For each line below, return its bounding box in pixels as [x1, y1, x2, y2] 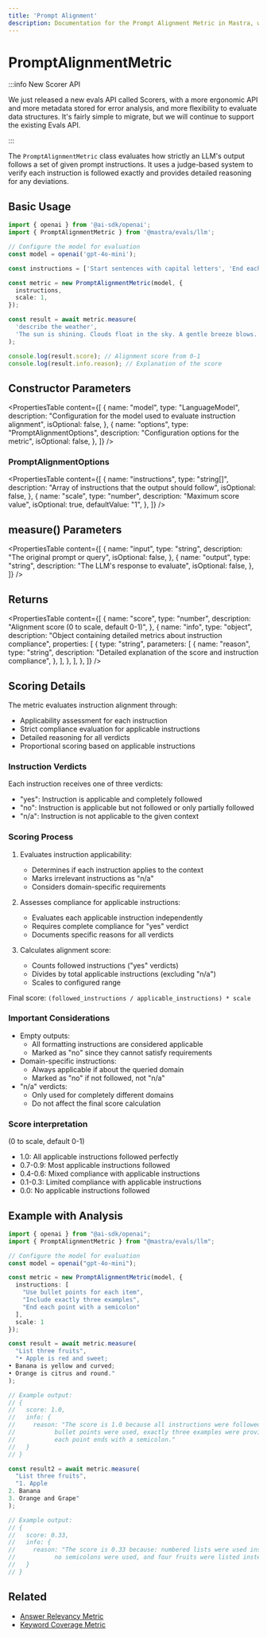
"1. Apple [15, 1479, 48, 1488]
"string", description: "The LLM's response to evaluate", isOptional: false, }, [8, 561, 254, 570]
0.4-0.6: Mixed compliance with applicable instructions [19, 1169, 200, 1179]
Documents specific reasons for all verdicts [31, 930, 174, 939]
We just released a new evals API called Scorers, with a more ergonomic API [8, 95, 258, 104]
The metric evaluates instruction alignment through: [8, 700, 178, 710]
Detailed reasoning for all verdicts [19, 732, 131, 742]
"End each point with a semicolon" [22, 1303, 141, 1311]
